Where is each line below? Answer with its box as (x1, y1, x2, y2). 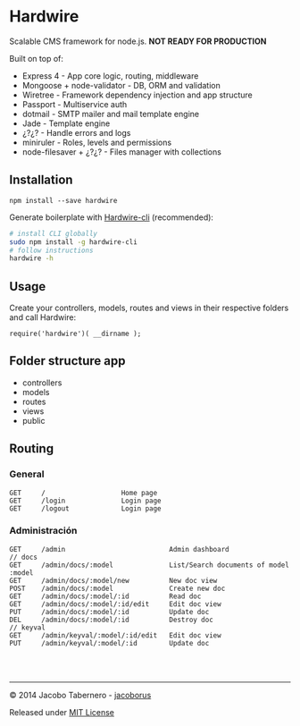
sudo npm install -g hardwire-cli (9, 237, 138, 247)
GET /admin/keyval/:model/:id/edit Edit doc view (9, 630, 221, 640)
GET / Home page (9, 488, 158, 497)
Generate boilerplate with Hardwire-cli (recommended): (9, 212, 214, 223)
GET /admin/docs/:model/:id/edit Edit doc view (9, 599, 221, 609)
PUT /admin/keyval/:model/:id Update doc (9, 638, 210, 647)
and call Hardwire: (9, 312, 77, 323)
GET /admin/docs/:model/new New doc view (9, 576, 218, 585)
